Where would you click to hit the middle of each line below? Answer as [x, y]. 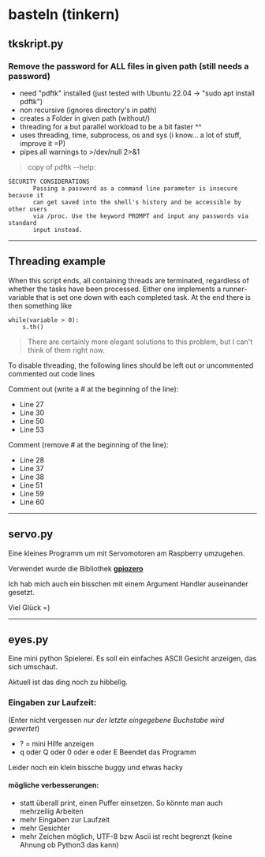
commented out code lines [52, 373]
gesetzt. [22, 592]
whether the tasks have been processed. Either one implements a [115, 289]
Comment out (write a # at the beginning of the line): [93, 389]
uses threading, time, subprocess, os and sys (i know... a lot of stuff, [131, 135]
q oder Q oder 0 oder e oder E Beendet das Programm [108, 752]
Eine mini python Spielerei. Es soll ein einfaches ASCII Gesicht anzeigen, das [132, 659]
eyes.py [28, 640]
